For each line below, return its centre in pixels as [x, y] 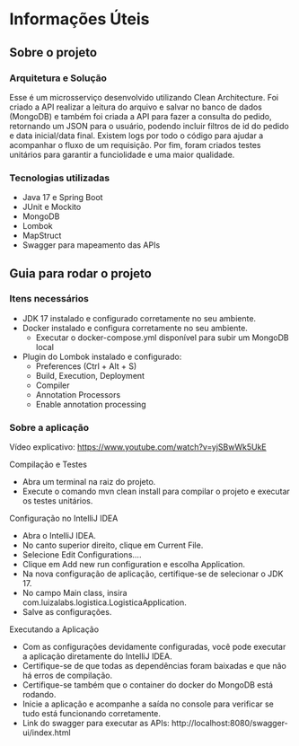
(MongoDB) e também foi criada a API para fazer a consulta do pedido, [141, 116]
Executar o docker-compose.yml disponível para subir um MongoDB [162, 338]
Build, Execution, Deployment [90, 375]
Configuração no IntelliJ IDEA [64, 518]
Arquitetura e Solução [58, 78]
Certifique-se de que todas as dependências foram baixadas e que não [154, 666]
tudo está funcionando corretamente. [92, 714]
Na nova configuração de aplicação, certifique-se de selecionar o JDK [153, 574]
